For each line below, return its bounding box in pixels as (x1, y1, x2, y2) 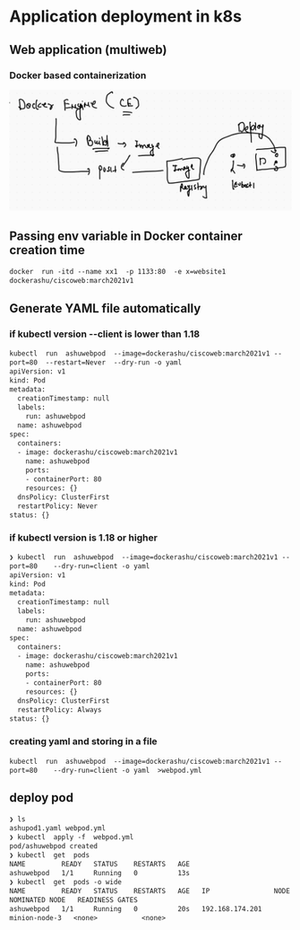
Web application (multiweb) (9, 42, 167, 57)
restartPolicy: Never (17, 501, 99, 511)
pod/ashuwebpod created (9, 842, 99, 851)
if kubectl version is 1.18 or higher (9, 531, 159, 544)
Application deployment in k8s (9, 6, 242, 27)
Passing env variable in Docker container (9, 228, 244, 243)
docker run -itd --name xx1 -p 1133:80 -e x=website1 (9, 268, 227, 276)
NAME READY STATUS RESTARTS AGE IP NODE (9, 887, 291, 896)
